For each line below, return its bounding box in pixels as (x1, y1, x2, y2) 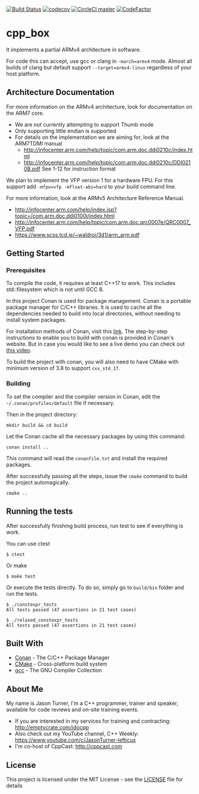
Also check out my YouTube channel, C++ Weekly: (14, 730, 139, 738)
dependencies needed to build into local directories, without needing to (6, 310, 181, 317)
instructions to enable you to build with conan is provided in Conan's (6, 334, 174, 341)
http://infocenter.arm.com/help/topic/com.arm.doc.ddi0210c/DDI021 (23, 159, 191, 166)
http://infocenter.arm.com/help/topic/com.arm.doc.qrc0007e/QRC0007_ (14, 219, 191, 226)
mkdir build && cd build (6, 422, 68, 428)
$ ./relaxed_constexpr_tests (6, 617, 78, 623)
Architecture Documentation (6, 87, 115, 97)
